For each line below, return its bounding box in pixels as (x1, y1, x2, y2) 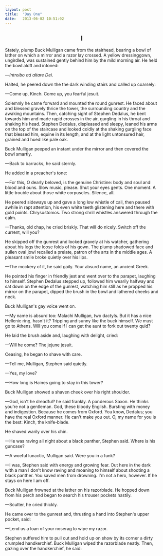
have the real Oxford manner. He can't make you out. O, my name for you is (5, 414, 156, 420)
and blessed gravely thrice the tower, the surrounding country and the (5, 106, 146, 111)
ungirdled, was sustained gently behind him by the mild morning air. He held (5, 57, 158, 63)
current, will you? (5, 229, 40, 235)
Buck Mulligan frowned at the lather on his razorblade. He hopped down (5, 487, 150, 493)
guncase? (5, 444, 25, 449)
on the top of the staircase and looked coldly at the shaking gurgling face (5, 126, 152, 132)
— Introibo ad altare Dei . (5, 72, 54, 78)
